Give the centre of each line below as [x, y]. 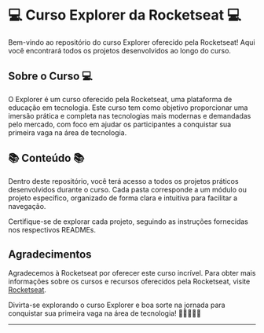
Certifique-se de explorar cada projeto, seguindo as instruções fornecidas [128, 221]
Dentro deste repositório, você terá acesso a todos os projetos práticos [123, 181]
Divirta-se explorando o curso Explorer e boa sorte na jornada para [117, 305]
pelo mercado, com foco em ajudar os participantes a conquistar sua [120, 124]
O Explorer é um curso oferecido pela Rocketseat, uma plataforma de [120, 99]
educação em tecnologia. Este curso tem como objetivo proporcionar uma [128, 108]
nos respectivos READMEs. [52, 229]
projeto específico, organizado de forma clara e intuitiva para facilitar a [123, 198]
